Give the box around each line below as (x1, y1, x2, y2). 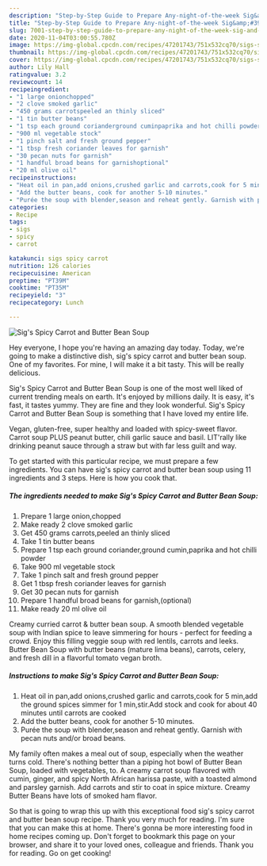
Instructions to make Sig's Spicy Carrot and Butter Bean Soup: (9, 671, 219, 680)
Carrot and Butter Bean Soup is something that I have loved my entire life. (9, 408, 249, 418)
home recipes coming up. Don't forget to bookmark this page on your (9, 831, 236, 841)
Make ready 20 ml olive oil (20, 604, 107, 613)
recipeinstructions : (9, 174, 78, 182)
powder (20, 553, 46, 563)
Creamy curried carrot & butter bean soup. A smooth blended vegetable (9, 619, 244, 629)
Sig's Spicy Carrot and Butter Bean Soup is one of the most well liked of (9, 383, 243, 393)
